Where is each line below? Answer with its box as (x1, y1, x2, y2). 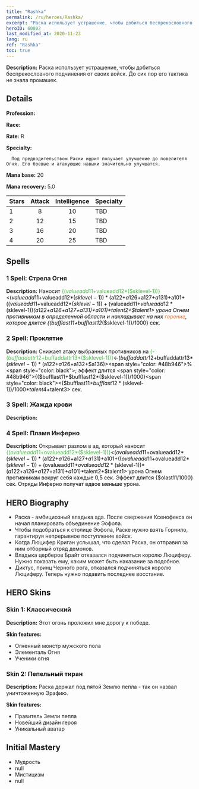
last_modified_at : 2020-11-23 (6, 31, 81, 37)
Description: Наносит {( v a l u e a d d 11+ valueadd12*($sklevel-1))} (6, 288, 160, 295)
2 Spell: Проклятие (6, 334, 64, 342)
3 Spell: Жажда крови (6, 400, 72, 408)
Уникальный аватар (14, 725, 65, 732)
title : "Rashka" (6, 8, 46, 15)
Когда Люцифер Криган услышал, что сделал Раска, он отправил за (14, 538, 188, 545)
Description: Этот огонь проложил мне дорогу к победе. (6, 619, 150, 626)
